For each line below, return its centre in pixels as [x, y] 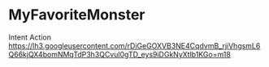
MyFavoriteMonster [77, 15]
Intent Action [30, 37]
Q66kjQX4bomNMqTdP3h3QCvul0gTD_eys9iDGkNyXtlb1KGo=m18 [120, 54]
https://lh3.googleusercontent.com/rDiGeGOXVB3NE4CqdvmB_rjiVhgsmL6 [134, 45]
